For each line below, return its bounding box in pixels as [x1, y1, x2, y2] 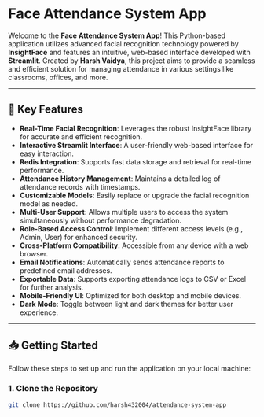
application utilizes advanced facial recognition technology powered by [8, 39, 240, 48]
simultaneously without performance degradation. [19, 216, 182, 225]
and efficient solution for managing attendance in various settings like [8, 64, 234, 73]
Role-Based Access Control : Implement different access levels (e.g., [19, 223, 244, 233]
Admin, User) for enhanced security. [19, 232, 137, 242]
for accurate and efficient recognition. [19, 131, 143, 142]
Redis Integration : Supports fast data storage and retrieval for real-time [19, 157, 252, 166]
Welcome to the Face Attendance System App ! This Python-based [8, 31, 226, 40]
